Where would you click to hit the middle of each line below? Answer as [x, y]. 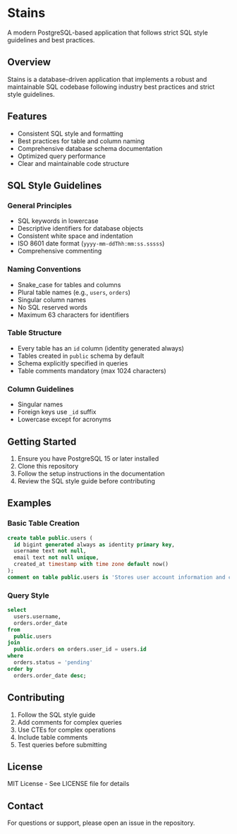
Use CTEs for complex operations [67, 730]
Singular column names [52, 300]
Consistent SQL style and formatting [70, 133]
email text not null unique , [56, 558]
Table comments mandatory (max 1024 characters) [92, 370]
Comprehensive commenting [60, 251]
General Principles [39, 205]
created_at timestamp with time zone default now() [91, 564]
